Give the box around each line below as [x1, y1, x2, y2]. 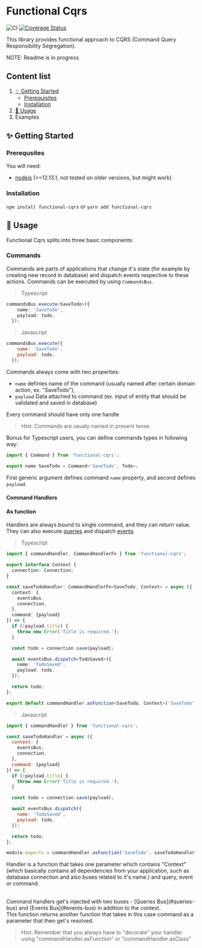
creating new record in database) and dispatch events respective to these [6, 271, 189, 278]
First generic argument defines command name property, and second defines [6, 474, 196, 481]
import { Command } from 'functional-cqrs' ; [6, 452, 120, 458]
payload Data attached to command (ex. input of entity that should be [14, 393, 186, 400]
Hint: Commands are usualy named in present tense [20, 422, 150, 429]
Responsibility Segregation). [6, 42, 76, 49]
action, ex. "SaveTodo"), [14, 386, 75, 393]
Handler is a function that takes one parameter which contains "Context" [6, 861, 186, 868]
